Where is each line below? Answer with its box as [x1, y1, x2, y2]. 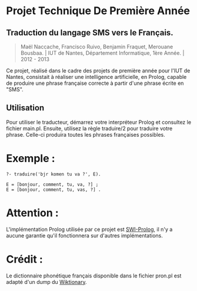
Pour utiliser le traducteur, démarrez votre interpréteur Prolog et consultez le [6, 118, 192, 125]
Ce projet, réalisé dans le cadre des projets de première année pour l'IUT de [6, 67, 191, 74]
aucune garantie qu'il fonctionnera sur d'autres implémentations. [6, 232, 163, 239]
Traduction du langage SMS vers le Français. [6, 28, 173, 38]
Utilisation [6, 103, 45, 113]
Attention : [6, 206, 59, 219]
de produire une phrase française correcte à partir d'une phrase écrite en [6, 80, 184, 87]
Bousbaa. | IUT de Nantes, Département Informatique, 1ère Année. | [20, 49, 185, 57]
